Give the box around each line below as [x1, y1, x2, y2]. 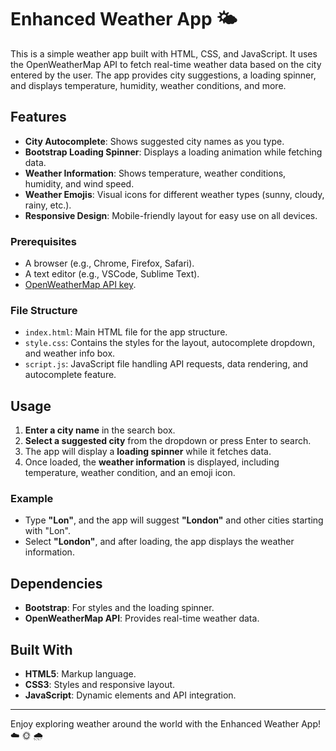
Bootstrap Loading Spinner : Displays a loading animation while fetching [24, 146, 323, 158]
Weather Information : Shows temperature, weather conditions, [24, 167, 287, 179]
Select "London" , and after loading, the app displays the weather [24, 536, 295, 548]
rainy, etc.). [24, 199, 72, 211]
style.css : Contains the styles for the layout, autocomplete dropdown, [24, 337, 316, 349]
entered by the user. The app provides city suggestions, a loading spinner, [10, 69, 317, 81]
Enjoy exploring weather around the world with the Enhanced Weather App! [10, 718, 322, 730]
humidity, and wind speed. [24, 177, 135, 190]
